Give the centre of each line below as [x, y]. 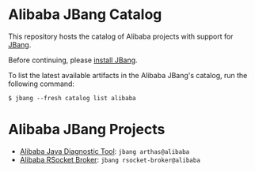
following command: [42, 84]
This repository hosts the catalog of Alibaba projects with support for [121, 36]
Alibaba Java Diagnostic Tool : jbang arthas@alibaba [105, 151]
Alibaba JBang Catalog [85, 15]
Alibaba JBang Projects [87, 130]
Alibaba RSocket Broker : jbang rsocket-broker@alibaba [110, 159]
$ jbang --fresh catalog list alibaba [72, 98]
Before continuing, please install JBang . [73, 60]
